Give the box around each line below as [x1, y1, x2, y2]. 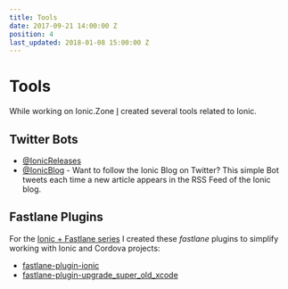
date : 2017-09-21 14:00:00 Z [9, 21, 118, 30]
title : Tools [9, 12, 58, 22]
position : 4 [9, 29, 53, 38]
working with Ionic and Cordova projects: [9, 243, 160, 253]
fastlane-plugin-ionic [21, 260, 100, 270]
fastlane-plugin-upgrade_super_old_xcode [21, 269, 178, 280]
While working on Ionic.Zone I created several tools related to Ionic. [9, 106, 257, 117]
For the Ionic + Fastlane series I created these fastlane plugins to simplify [9, 233, 279, 244]
